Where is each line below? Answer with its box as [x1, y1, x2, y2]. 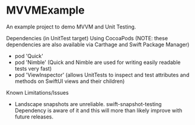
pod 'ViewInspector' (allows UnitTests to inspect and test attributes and [14, 71, 190, 78]
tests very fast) [14, 65, 52, 72]
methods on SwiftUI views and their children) [14, 78, 125, 85]
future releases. [14, 113, 53, 120]
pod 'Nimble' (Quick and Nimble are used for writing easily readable [14, 59, 181, 66]
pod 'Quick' [14, 52, 43, 59]
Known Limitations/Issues [6, 89, 69, 96]
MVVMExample [6, 4, 85, 17]
